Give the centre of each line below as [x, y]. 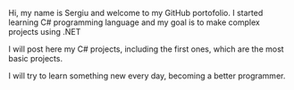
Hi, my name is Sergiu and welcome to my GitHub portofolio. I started [136, 13]
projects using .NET [45, 32]
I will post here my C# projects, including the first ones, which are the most [146, 49]
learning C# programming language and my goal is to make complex [134, 22]
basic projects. [36, 58]
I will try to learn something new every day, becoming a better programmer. [147, 76]
